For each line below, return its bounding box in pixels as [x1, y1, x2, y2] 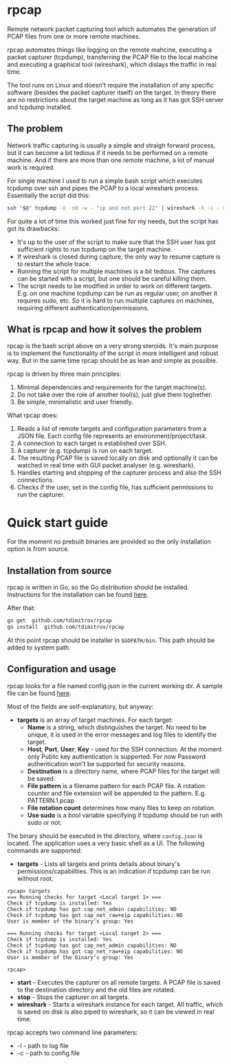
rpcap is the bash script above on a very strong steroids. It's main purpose [7, 342, 219, 350]
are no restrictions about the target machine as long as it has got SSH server [7, 95, 224, 103]
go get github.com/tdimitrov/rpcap [7, 617, 112, 624]
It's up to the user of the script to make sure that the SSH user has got [16, 237, 216, 246]
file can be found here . [7, 689, 71, 697]
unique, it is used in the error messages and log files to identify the [27, 730, 217, 739]
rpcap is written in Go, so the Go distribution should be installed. [7, 583, 189, 592]
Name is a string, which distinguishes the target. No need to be [27, 723, 207, 731]
